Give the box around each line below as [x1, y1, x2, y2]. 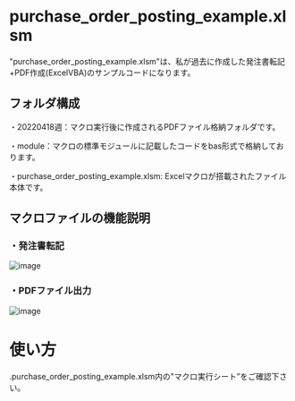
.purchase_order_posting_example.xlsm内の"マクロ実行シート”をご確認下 [9, 371, 280, 381]
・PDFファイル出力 [9, 285, 92, 297]
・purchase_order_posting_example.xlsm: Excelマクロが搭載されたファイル [9, 170, 287, 181]
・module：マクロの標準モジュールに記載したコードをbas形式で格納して [9, 141, 277, 151]
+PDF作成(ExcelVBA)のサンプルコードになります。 [9, 67, 196, 78]
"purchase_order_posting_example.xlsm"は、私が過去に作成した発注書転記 [9, 55, 286, 66]
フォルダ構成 [9, 96, 80, 111]
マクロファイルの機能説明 [9, 210, 150, 226]
